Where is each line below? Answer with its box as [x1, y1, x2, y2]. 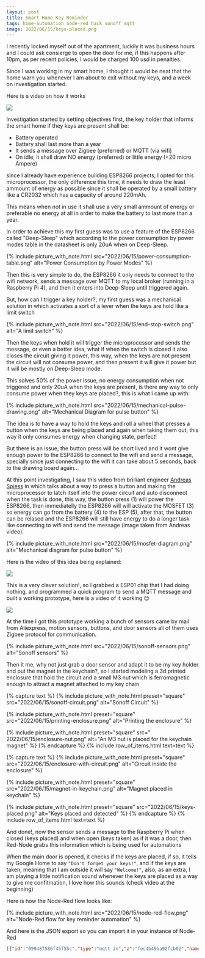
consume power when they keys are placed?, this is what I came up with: [6, 390, 190, 397]
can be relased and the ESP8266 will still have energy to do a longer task [6, 515, 190, 522]
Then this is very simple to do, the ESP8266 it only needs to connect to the [6, 271, 195, 279]
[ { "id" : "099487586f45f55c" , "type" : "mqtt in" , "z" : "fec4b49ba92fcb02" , [6, 946, 187, 952]
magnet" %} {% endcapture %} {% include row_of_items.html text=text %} [6, 742, 195, 749]
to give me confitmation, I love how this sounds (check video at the [6, 879, 175, 887]
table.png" [6, 259, 33, 266]
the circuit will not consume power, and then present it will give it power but [6, 359, 196, 366]
